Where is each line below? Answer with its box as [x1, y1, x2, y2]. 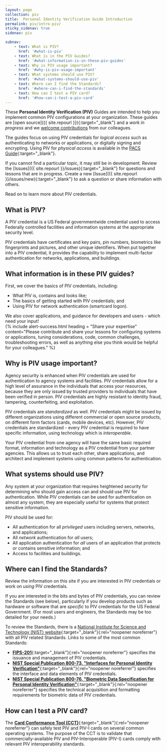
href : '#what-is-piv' [18, 48, 64, 54]
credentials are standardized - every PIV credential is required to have [5, 424, 149, 430]
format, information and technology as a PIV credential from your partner [5, 445, 155, 451]
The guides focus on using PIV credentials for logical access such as [5, 134, 147, 140]
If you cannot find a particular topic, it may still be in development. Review [5, 160, 157, 166]
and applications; [12, 529, 48, 535]
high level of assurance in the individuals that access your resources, [5, 383, 147, 389]
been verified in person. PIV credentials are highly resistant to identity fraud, [5, 393, 162, 400]
